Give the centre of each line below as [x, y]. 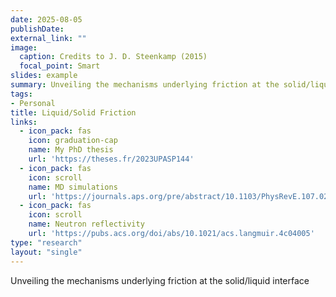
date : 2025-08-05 [46, 19]
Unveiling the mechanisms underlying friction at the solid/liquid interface [160, 280]
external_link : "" [48, 38]
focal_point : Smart [60, 66]
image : [24, 47]
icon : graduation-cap [73, 141]
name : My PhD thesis [71, 150]
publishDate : [37, 29]
